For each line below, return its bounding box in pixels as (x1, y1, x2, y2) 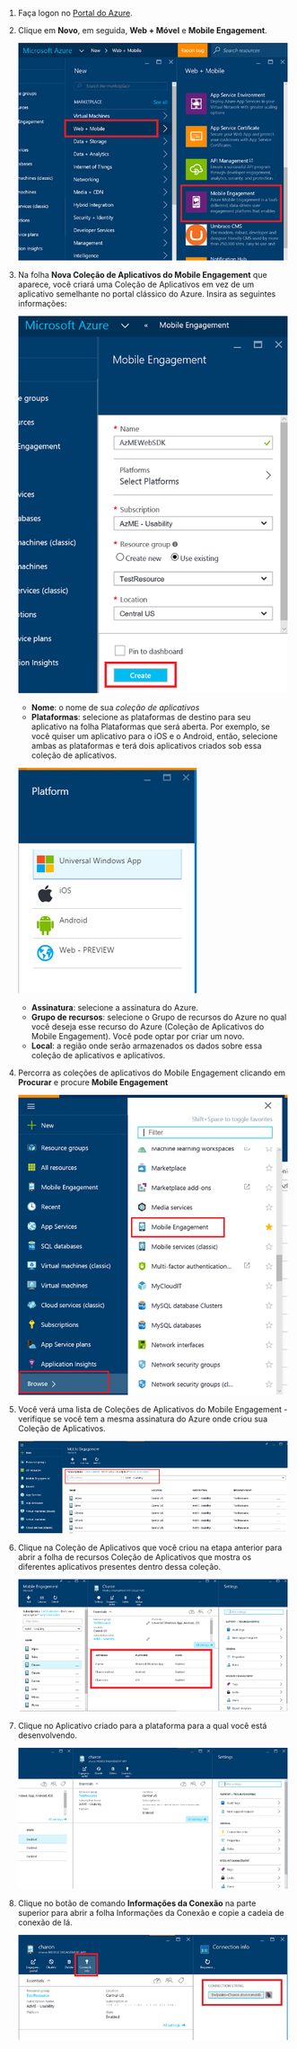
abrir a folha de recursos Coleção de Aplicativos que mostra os (17, 1551, 252, 1563)
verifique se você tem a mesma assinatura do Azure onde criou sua (17, 1413, 268, 1424)
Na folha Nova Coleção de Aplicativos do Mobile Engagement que (17, 269, 267, 280)
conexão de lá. (17, 1917, 74, 1928)
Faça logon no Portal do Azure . (17, 8, 133, 18)
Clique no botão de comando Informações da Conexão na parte (17, 1898, 257, 1909)
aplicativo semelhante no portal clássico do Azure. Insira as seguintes (17, 288, 276, 299)
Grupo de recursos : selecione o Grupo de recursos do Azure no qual (31, 1011, 287, 1023)
